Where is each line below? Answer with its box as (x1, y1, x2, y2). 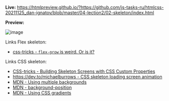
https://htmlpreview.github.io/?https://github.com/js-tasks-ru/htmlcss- (17, 5, 164, 10)
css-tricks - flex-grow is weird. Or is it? (12, 49, 95, 55)
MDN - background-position (12, 84, 72, 90)
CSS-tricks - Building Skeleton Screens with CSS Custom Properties (12, 68, 156, 74)
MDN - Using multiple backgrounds (12, 79, 87, 85)
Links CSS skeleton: (5, 59, 47, 65)
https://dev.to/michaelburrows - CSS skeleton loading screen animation (12, 74, 162, 80)
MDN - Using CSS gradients (12, 90, 72, 95)
